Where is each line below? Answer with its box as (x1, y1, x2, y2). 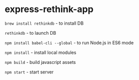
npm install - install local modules (5, 49, 77, 55)
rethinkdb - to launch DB (5, 30, 56, 36)
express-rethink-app (5, 4, 94, 15)
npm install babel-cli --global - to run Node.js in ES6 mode (5, 39, 134, 46)
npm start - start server (5, 69, 54, 75)
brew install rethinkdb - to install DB (5, 20, 84, 26)
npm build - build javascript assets (5, 59, 76, 65)
